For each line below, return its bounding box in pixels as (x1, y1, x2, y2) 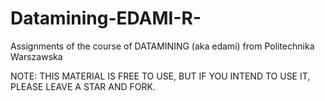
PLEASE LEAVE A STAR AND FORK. (10, 80, 156, 92)
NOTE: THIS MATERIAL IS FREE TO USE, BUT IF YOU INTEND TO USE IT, (10, 70, 311, 82)
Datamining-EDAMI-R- (10, 7, 202, 30)
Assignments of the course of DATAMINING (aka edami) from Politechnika (10, 40, 315, 52)
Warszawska (10, 50, 63, 62)
